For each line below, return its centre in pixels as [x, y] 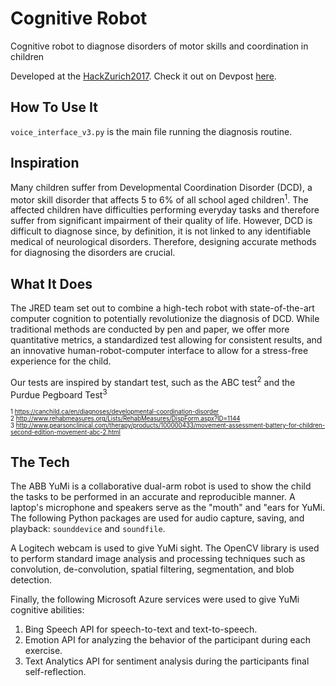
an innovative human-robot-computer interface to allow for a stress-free [159, 351]
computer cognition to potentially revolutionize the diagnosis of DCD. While [165, 319]
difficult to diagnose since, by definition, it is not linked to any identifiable [161, 231]
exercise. [43, 651]
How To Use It [54, 107]
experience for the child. [61, 361]
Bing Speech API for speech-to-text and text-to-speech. [141, 629]
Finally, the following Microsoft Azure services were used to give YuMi [155, 599]
